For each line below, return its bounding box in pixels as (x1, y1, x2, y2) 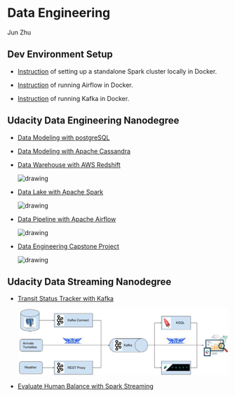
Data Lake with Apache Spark (17, 187, 104, 196)
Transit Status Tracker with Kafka (17, 295, 114, 303)
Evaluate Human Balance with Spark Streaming (17, 382, 154, 390)
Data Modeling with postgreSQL (17, 133, 110, 142)
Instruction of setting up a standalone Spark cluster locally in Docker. (17, 67, 217, 75)
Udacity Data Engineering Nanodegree (7, 114, 180, 127)
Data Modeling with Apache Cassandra (17, 147, 131, 155)
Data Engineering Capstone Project (17, 242, 119, 250)
